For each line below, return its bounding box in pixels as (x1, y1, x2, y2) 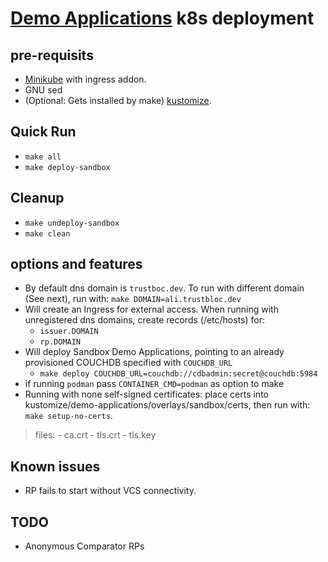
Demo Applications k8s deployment (10, 7, 315, 30)
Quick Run (10, 123, 77, 141)
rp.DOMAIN (39, 337, 82, 347)
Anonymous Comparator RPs (24, 540, 145, 552)
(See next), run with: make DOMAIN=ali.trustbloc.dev (24, 293, 242, 305)
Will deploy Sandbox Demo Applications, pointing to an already (24, 346, 285, 358)
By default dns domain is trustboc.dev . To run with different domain (24, 282, 305, 294)
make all (24, 152, 62, 162)
